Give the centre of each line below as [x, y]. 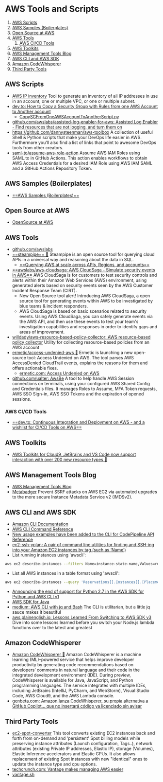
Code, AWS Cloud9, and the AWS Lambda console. [63, 696]
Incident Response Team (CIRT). [44, 291]
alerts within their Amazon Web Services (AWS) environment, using [79, 280]
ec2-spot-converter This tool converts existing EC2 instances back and [83, 733]
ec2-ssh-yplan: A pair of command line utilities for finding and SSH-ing [83, 544]
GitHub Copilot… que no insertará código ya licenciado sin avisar [77, 706]
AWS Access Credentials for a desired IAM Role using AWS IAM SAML [82, 163]
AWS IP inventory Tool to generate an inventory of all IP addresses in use [85, 96]
